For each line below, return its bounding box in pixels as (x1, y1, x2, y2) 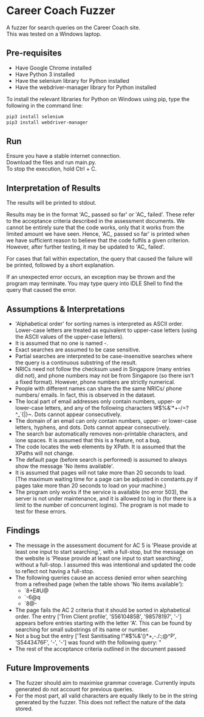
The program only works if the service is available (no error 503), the (15, 488, 188, 495)
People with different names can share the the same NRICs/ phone (15, 384, 182, 392)
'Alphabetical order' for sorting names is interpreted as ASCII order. (15, 320, 184, 327)
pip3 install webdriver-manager (6, 119, 88, 125)
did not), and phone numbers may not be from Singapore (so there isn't (15, 372, 194, 379)
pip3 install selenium (6, 113, 64, 119)
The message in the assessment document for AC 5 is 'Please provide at (15, 542, 197, 549)
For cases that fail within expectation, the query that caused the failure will (6, 255, 193, 263)
